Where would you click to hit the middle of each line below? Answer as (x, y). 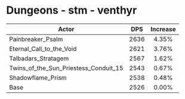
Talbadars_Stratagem (39, 58)
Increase (163, 29)
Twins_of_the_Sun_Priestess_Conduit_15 (66, 68)
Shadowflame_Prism (38, 78)
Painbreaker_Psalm (36, 39)
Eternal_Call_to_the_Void (43, 49)
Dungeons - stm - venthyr (72, 10)
